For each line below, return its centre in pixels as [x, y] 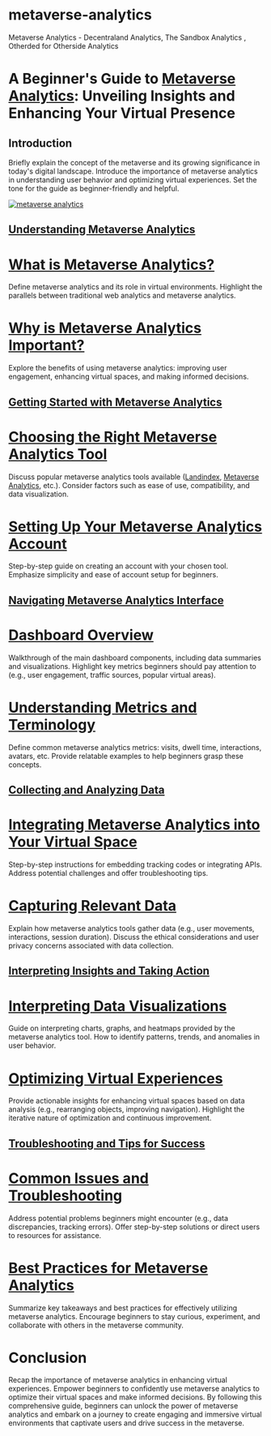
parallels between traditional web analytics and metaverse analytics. [122, 296]
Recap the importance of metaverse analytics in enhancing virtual [118, 1380]
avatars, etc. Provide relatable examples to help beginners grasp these [126, 756]
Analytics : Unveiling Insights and [122, 96]
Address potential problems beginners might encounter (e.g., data [119, 1218]
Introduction [40, 143]
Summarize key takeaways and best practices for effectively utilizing [123, 1308]
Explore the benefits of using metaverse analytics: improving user [118, 368]
